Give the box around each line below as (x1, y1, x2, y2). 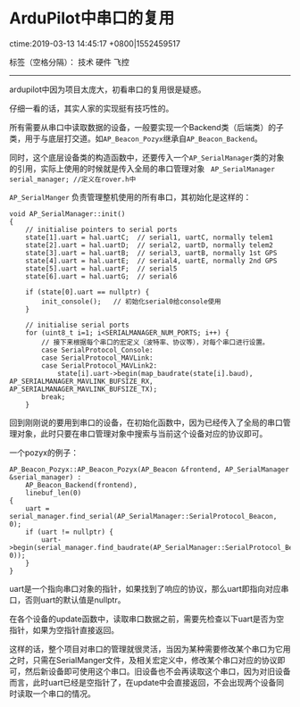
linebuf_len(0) (25, 488, 82, 497)
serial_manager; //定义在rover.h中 (9, 175, 137, 184)
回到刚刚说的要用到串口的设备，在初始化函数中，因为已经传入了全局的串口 (9, 417, 283, 428)
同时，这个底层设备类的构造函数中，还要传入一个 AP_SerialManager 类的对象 (9, 152, 285, 162)
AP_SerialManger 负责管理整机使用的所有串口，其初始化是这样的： (9, 191, 252, 202)
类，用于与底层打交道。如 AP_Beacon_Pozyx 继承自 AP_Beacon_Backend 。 (9, 133, 263, 144)
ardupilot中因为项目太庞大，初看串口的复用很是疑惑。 (9, 84, 207, 95)
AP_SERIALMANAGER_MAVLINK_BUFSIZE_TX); (9, 385, 158, 394)
